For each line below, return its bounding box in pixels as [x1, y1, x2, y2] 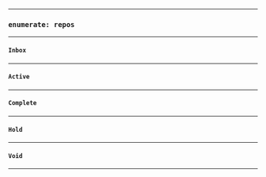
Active [8, 73, 30, 81]
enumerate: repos [8, 20, 75, 29]
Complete [8, 99, 37, 107]
